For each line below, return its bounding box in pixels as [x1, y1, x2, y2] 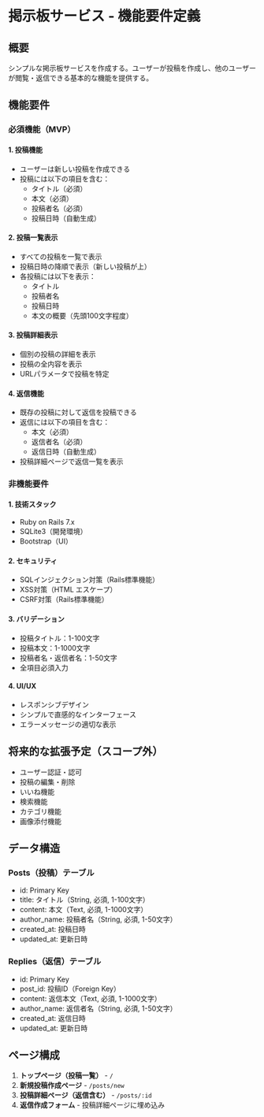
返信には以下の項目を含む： [19, 417, 110, 427]
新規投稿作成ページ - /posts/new [19, 1081, 125, 1090]
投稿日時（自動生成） [31, 213, 101, 223]
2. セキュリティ [8, 556, 58, 566]
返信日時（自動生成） [31, 447, 101, 457]
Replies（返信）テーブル [8, 956, 102, 967]
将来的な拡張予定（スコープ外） [8, 745, 163, 759]
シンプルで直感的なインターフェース [19, 710, 136, 719]
